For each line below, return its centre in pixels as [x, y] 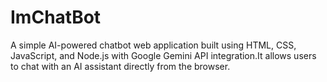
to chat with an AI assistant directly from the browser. [120, 66]
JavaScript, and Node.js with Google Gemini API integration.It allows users [163, 55]
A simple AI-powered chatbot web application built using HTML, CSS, [153, 45]
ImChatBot [56, 17]
